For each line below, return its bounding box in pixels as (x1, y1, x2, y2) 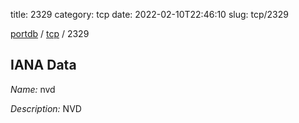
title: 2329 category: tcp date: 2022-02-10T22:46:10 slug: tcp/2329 (10, 9, 289, 20)
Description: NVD (10, 102, 82, 114)
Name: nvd (10, 83, 56, 95)
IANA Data (10, 57, 77, 74)
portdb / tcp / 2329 (10, 28, 90, 39)
